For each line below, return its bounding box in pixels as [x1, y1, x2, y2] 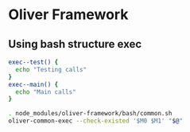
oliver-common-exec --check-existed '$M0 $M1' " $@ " [8, 117, 183, 125]
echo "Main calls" [15, 87, 77, 96]
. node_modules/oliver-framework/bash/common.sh [8, 110, 173, 118]
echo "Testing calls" [15, 65, 87, 73]
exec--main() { [8, 80, 59, 88]
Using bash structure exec [8, 37, 142, 51]
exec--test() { [8, 58, 59, 66]
